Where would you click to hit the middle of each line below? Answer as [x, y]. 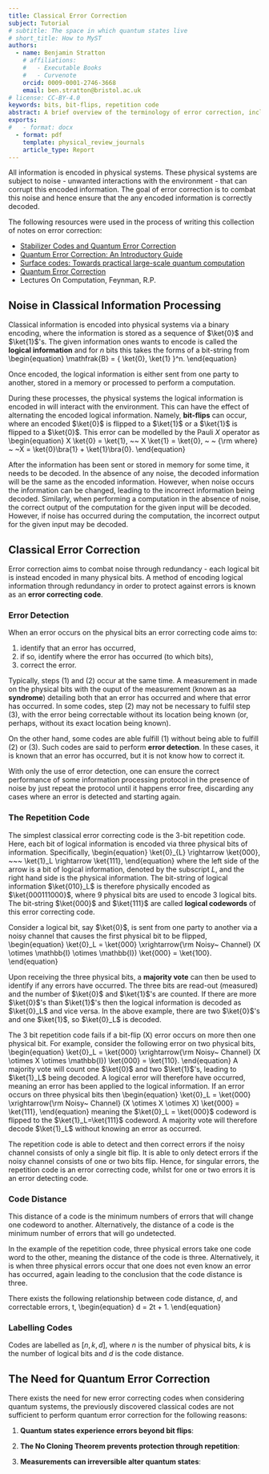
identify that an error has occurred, [78, 648]
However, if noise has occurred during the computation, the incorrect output [134, 516]
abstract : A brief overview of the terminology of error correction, [127, 113]
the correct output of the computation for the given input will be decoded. [130, 507]
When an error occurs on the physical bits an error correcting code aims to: [133, 633]
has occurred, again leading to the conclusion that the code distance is [125, 1274]
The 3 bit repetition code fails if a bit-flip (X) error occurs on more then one [132, 1035]
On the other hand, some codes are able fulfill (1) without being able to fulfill [133, 739]
